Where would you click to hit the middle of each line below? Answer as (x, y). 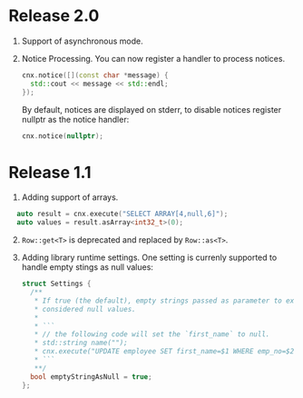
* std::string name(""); (81, 343)
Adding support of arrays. (70, 197)
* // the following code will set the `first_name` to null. (152, 334)
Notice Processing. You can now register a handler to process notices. (153, 58)
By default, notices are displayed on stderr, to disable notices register (151, 109)
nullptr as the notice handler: (75, 119)
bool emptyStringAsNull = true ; (91, 377)
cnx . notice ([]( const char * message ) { (95, 75)
